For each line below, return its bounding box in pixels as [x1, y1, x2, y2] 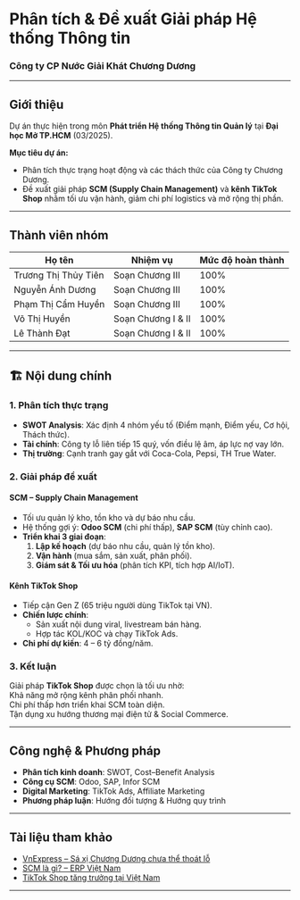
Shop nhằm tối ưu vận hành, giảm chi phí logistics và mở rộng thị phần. [21, 193, 284, 204]
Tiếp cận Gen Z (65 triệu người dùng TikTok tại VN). [21, 600, 212, 611]
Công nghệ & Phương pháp [9, 743, 161, 758]
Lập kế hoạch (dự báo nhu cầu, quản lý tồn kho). [35, 540, 216, 551]
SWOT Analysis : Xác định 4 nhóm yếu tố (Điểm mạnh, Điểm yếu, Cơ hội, [21, 420, 290, 430]
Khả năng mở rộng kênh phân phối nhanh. [9, 690, 163, 701]
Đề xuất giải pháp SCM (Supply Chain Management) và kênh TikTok [21, 184, 278, 195]
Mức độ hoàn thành [199, 254, 285, 267]
